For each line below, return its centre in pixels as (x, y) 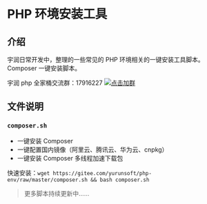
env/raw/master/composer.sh (48, 180)
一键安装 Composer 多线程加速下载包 (70, 158)
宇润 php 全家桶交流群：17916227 (55, 83)
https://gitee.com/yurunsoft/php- (102, 173)
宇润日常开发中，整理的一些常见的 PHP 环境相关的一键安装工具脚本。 (106, 60)
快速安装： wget (29, 172)
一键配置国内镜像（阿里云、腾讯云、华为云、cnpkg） (92, 150)
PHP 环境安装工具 (57, 14)
